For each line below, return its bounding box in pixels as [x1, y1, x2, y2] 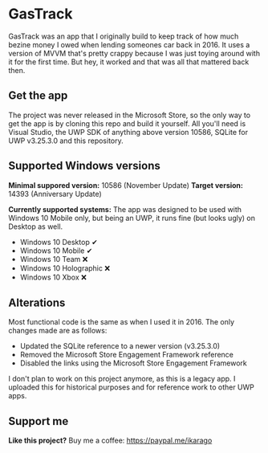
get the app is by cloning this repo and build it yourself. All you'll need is [8, 118, 246, 129]
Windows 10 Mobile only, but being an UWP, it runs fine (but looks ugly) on [8, 213, 255, 222]
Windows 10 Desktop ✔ [19, 237, 98, 247]
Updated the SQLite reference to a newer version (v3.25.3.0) [19, 341, 221, 351]
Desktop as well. [8, 222, 63, 231]
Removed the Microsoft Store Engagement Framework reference [19, 350, 234, 360]
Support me [8, 414, 69, 428]
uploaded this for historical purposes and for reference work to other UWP [8, 382, 255, 392]
